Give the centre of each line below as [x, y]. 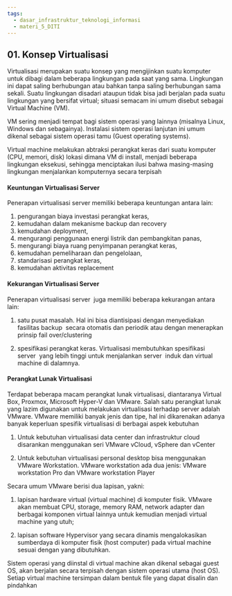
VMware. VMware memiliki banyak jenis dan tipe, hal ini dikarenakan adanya [116, 416]
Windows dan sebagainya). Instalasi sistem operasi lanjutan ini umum [106, 129]
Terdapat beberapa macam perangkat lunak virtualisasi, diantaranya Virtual [114, 394]
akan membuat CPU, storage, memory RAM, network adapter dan [111, 507]
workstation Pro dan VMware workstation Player [86, 473]
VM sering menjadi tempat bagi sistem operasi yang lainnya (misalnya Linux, [116, 121]
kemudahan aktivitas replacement [65, 268]
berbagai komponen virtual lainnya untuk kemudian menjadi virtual [112, 514]
